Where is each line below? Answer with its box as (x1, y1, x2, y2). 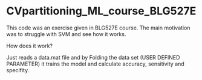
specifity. (6, 66, 30, 73)
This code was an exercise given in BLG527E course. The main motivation (6, 24, 191, 31)
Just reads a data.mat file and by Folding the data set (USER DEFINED (6, 54, 180, 61)
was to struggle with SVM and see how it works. (6, 30, 126, 37)
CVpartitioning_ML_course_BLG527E (6, 4, 197, 18)
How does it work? (6, 42, 53, 49)
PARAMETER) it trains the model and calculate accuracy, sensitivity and (6, 60, 184, 67)
